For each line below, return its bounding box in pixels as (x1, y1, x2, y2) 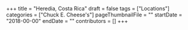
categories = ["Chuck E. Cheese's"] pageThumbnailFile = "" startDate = (6, 11, 183, 18)
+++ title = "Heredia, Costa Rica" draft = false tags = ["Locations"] (6, 5, 170, 12)
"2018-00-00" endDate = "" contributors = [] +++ (6, 18, 128, 24)
